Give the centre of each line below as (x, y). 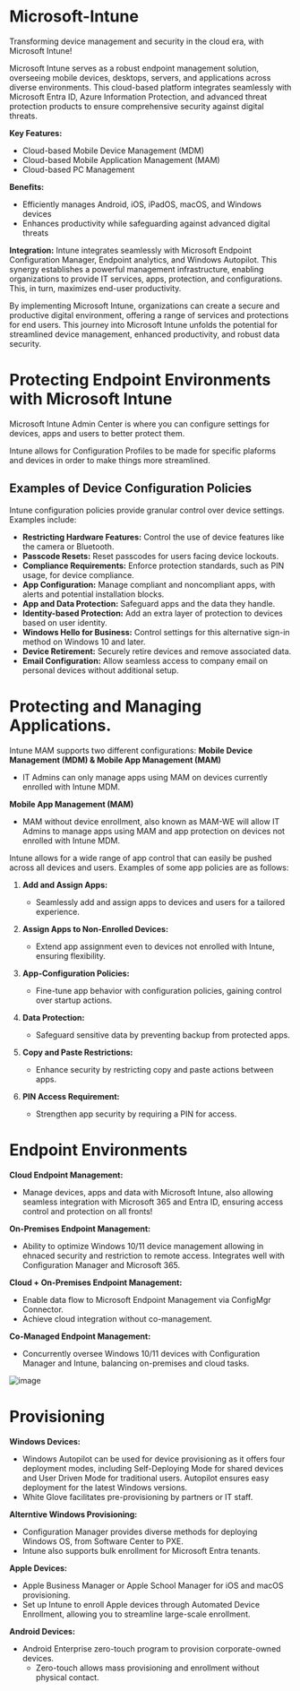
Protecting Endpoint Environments (140, 380)
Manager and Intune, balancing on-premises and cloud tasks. (136, 1363)
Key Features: (36, 133)
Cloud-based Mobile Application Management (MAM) (121, 160)
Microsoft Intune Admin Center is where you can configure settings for (140, 424)
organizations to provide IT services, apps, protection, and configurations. (146, 279)
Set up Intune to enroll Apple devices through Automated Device (141, 1604)
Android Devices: (43, 1631)
